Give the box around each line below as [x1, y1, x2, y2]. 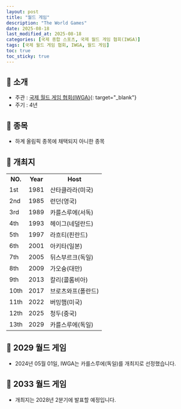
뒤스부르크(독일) [50, 253, 94, 262]
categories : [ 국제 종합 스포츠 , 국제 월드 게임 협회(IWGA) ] [6, 37, 141, 43]
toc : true [6, 48, 31, 54]
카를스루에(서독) [50, 208, 94, 217]
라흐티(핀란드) [50, 231, 88, 240]
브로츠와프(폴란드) [50, 287, 99, 295]
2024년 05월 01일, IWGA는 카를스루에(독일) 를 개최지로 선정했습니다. [14, 360, 176, 367]
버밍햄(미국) [50, 298, 83, 307]
